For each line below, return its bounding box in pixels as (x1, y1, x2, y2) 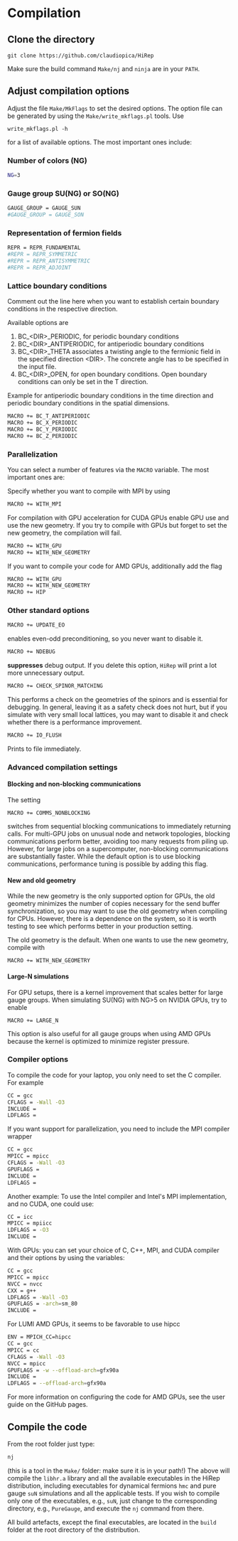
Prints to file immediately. (7, 745, 82, 753)
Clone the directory (7, 33, 95, 46)
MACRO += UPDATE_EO (7, 622, 65, 629)
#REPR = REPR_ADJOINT (7, 264, 72, 271)
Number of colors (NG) (7, 155, 87, 165)
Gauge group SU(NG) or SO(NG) (7, 188, 119, 198)
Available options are (7, 319, 69, 327)
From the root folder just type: (7, 1439, 95, 1448)
